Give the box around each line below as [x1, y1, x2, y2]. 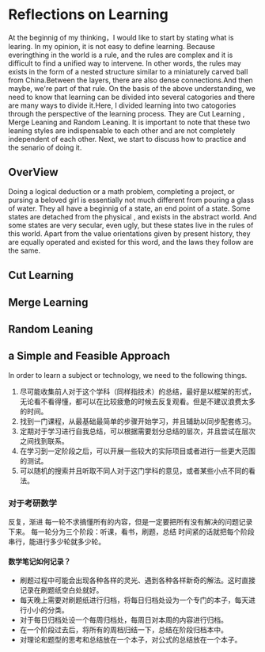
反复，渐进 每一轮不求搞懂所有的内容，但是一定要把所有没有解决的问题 [8, 517, 239, 527]
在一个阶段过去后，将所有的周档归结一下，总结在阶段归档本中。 [19, 625, 228, 635]
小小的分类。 [26, 605, 69, 615]
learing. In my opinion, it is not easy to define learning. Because [8, 41, 215, 51]
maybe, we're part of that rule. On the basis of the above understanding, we [8, 83, 256, 93]
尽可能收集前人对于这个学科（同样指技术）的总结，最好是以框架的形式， [19, 387, 256, 396]
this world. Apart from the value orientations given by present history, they [8, 228, 251, 238]
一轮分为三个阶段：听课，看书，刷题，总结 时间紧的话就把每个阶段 [37, 527, 255, 536]
